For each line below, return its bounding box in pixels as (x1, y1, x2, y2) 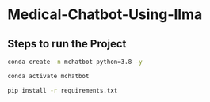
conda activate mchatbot (7, 72, 90, 80)
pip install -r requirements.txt (7, 86, 118, 94)
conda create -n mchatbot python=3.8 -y (7, 58, 143, 66)
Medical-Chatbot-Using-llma (7, 6, 203, 24)
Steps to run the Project (7, 37, 127, 51)
